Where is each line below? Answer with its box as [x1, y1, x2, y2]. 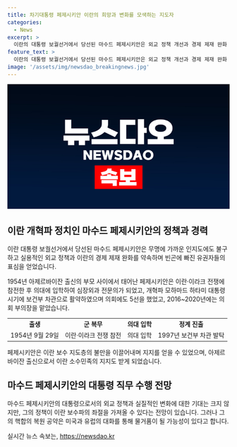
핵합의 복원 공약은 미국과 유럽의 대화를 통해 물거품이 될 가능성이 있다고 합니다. [14, 417, 229, 426]
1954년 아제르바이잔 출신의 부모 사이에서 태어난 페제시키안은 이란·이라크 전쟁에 [7, 277, 225, 286]
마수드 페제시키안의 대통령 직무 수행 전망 [7, 379, 172, 391]
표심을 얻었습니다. [7, 262, 57, 271]
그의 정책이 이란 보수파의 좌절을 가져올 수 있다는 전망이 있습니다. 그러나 [22, 408, 218, 417]
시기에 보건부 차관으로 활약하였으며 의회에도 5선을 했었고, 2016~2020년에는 [7, 295, 217, 303]
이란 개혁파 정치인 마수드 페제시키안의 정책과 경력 [7, 224, 208, 236]
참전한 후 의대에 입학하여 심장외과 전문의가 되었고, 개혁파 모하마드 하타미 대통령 [7, 286, 226, 295]
